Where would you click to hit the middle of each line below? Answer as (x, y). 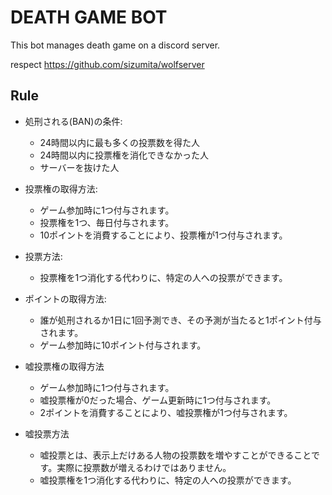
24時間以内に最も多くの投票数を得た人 (119, 142)
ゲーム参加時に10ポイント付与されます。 (123, 345)
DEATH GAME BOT (89, 17)
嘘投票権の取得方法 (64, 366)
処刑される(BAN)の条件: (73, 121)
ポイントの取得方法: (65, 298)
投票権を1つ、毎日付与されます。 (107, 222)
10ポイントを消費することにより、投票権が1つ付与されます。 (163, 235)
